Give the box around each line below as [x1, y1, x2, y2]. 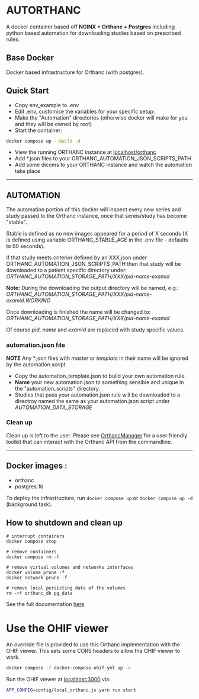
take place [14, 167, 40, 175]
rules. [6, 36, 20, 43]
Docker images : [6, 461, 68, 471]
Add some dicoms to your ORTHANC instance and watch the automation [14, 161, 192, 169]
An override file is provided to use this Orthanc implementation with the [6, 641, 181, 648]
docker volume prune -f [6, 569, 65, 576]
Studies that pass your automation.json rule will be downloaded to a [14, 391, 181, 398]
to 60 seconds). [6, 243, 45, 250]
